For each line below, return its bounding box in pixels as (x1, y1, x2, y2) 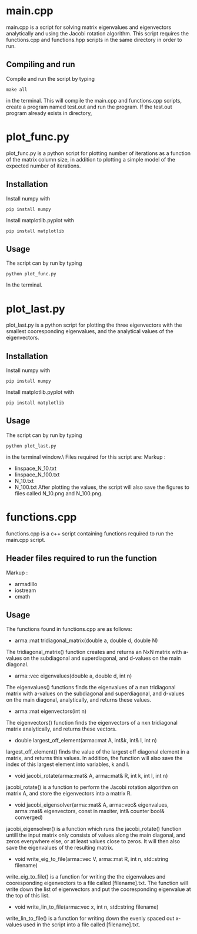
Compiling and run (6, 60, 75, 70)
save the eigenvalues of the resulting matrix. (6, 844, 113, 851)
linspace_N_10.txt (14, 465, 57, 472)
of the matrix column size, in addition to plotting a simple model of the (6, 156, 175, 163)
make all (6, 87, 28, 93)
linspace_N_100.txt (14, 471, 60, 478)
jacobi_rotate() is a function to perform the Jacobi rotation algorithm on (6, 784, 179, 791)
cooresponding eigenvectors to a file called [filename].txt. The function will (6, 880, 188, 887)
